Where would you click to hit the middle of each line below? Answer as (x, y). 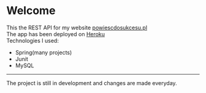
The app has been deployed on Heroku (56, 34)
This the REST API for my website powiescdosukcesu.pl (77, 28)
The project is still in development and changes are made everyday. (92, 83)
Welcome (31, 11)
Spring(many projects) (44, 52)
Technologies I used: (33, 40)
